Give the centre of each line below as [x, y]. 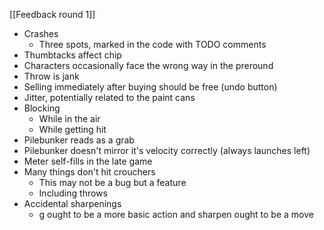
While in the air [69, 118]
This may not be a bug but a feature [112, 182]
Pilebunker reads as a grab [79, 140]
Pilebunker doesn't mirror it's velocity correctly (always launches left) [167, 150]
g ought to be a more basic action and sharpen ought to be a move [176, 214]
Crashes [41, 33]
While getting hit [72, 129]
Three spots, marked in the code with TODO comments [152, 44]
